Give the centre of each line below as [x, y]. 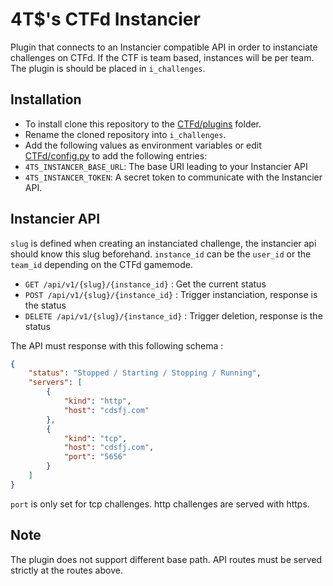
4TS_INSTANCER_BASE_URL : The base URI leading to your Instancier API [166, 166]
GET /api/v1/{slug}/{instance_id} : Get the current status [145, 284]
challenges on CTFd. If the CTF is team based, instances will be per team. [162, 57]
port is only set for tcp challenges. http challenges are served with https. [160, 504]
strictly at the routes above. [66, 570]
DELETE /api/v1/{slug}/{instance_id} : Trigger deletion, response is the [173, 315]
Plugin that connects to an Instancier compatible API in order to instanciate [164, 47]
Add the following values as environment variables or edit [143, 145]
